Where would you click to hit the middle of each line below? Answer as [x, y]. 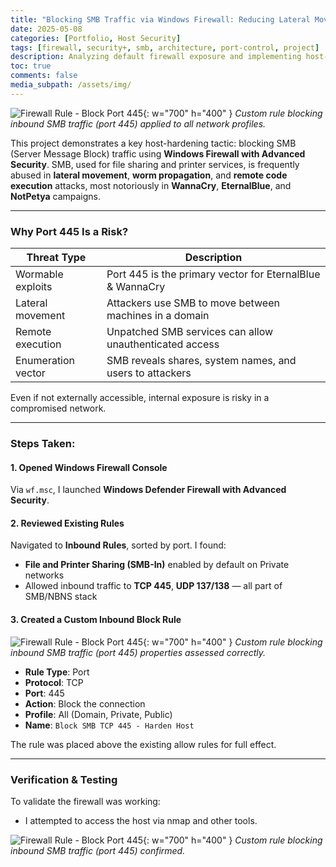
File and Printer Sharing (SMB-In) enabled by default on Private [157, 565]
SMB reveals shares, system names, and [201, 361]
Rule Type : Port [57, 672]
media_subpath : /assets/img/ [71, 85]
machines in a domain [158, 316]
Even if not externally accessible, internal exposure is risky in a [140, 398]
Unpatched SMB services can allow [190, 332]
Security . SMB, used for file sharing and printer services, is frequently [155, 164]
